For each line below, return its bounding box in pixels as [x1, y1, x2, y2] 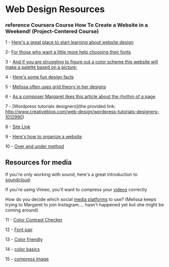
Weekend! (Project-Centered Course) [5, 28, 99, 35]
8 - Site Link [5, 124, 31, 130]
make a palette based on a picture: [5, 64, 77, 70]
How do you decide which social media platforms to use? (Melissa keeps [5, 196, 156, 202]
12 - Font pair [5, 227, 33, 233]
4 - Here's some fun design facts [5, 74, 74, 80]
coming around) [5, 207, 39, 213]
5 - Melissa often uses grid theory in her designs [5, 84, 106, 90]
